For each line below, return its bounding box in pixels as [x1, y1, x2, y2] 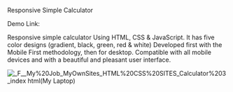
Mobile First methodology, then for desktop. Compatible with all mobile [7, 48, 212, 56]
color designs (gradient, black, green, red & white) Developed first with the [7, 41, 223, 48]
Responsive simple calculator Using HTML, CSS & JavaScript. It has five [7, 33, 215, 41]
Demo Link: [7, 20, 41, 27]
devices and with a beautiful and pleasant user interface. [7, 55, 171, 64]
